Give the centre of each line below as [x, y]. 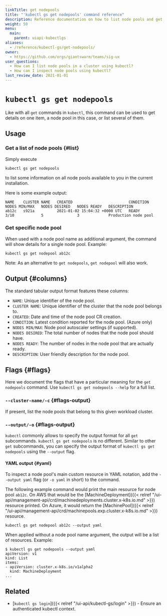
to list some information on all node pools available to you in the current [79, 177]
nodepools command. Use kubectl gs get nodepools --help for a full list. [80, 387]
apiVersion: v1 [21, 554]
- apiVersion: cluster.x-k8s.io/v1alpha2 [49, 567]
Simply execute [21, 159]
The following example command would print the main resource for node [80, 489]
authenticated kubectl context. [44, 609]
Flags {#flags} [28, 370]
